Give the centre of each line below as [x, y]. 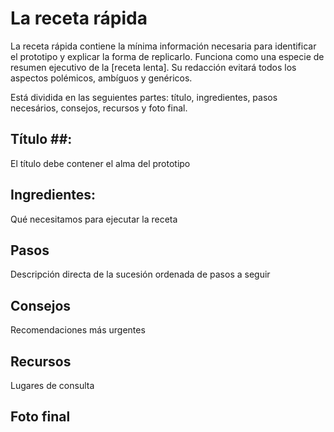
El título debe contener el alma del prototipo [100, 163]
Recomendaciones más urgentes [78, 330]
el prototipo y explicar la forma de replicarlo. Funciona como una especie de [167, 56]
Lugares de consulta [52, 385]
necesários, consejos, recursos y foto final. [99, 108]
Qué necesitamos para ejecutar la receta [94, 219]
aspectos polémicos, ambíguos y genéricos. [101, 78]
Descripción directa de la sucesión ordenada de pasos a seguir [140, 274]
